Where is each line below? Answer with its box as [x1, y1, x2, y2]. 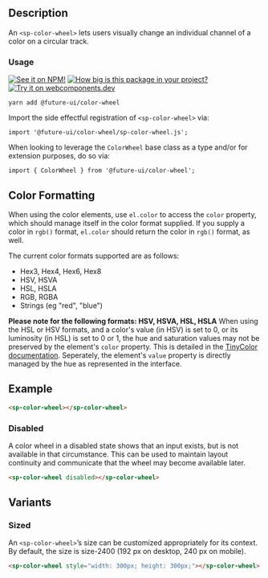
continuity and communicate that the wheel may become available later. [8, 457, 246, 467]
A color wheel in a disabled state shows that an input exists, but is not [8, 441, 239, 450]
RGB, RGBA [19, 292, 59, 301]
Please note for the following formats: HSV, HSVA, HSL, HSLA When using [8, 316, 258, 326]
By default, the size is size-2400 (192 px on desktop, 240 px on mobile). [8, 547, 246, 556]
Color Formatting [8, 188, 95, 202]
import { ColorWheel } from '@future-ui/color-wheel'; [8, 166, 196, 175]
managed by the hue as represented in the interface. [8, 359, 182, 368]
